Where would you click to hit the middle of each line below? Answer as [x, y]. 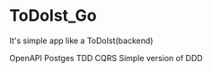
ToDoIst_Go [53, 16]
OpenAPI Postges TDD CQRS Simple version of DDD [106, 58]
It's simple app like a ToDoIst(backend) [81, 40]
